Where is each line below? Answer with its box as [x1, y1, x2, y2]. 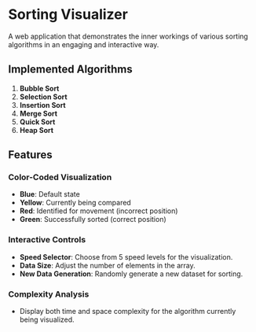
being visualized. [19, 315, 75, 324]
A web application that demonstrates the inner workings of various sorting [8, 31, 249, 41]
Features [8, 148, 53, 162]
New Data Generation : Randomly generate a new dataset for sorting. [19, 269, 243, 279]
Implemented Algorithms [8, 63, 133, 76]
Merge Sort [19, 109, 57, 118]
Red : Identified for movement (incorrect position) [19, 206, 178, 216]
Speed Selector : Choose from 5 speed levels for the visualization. [19, 252, 233, 261]
